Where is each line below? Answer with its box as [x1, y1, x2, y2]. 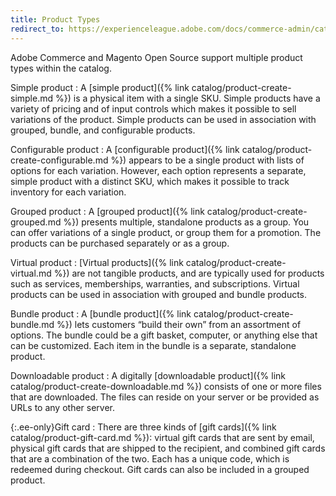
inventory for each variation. [10, 186, 127, 198]
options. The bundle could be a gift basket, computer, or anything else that [10, 329, 318, 341]
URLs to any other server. [10, 401, 116, 413]
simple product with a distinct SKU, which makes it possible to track [10, 175, 290, 187]
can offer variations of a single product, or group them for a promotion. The [10, 226, 322, 238]
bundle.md [10, 318, 55, 330]
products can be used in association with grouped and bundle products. [10, 288, 308, 300]
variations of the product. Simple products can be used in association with [10, 113, 317, 125]
